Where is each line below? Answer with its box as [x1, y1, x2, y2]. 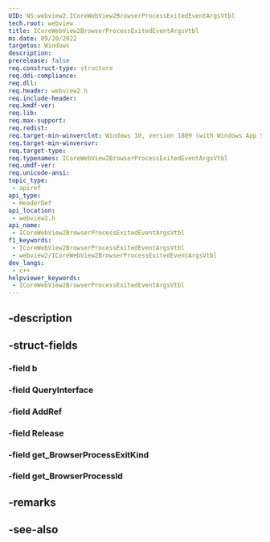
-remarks [8, 495, 56, 509]
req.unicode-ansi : [8, 169, 70, 177]
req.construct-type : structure [8, 64, 113, 72]
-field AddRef [8, 406, 63, 417]
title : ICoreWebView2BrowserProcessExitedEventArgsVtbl [8, 27, 199, 35]
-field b [8, 362, 38, 374]
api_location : [8, 206, 56, 214]
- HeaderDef [11, 199, 52, 207]
